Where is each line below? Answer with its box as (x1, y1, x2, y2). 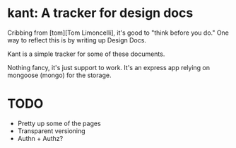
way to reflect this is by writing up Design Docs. (7, 35, 147, 44)
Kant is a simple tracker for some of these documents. (7, 50, 165, 58)
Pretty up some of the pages (17, 119, 101, 127)
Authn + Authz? (17, 134, 64, 142)
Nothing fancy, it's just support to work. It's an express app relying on (7, 63, 211, 72)
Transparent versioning (17, 126, 86, 135)
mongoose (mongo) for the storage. (7, 71, 112, 79)
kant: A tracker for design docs (7, 5, 194, 21)
